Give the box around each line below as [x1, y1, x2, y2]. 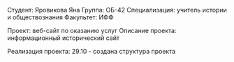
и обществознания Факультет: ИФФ [7, 13, 114, 21]
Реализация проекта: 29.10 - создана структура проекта [7, 48, 176, 55]
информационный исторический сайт [7, 34, 120, 42]
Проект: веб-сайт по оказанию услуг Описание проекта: [7, 27, 177, 34]
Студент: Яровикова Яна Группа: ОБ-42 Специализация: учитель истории [7, 6, 227, 14]
